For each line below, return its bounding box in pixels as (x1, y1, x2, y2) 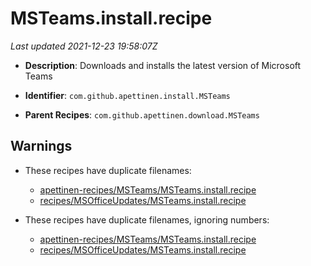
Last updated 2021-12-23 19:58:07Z (10, 40, 158, 52)
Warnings (10, 138, 73, 155)
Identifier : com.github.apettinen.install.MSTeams (24, 89, 231, 101)
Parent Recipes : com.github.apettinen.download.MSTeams (24, 108, 260, 121)
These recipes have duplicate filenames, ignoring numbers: (24, 213, 270, 226)
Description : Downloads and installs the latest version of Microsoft (24, 59, 302, 71)
